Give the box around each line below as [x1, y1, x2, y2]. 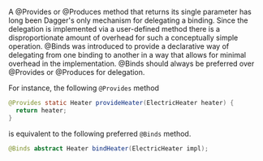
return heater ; [15, 106, 67, 115]
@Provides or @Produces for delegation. [8, 67, 145, 76]
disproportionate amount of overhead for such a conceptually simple [8, 33, 239, 42]
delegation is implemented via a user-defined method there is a [8, 24, 221, 33]
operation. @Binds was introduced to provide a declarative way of [8, 41, 230, 51]
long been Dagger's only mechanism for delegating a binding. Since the [8, 15, 248, 25]
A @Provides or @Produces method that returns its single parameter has [8, 7, 252, 16]
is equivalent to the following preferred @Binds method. [8, 128, 192, 138]
